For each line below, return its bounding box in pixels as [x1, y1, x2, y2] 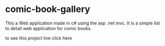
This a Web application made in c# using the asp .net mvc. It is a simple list [5, 20, 160, 26]
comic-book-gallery [5, 3, 90, 15]
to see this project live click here [5, 35, 72, 41]
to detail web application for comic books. [5, 25, 92, 31]
